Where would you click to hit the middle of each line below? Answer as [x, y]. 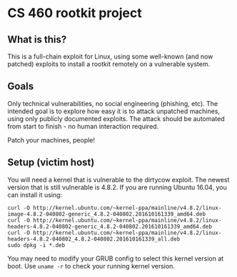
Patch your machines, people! [51, 140]
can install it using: [35, 194]
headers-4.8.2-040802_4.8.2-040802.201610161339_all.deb [94, 239]
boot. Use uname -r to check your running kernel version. [91, 266]
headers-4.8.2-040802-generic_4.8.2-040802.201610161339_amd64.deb [110, 226]
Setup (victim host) [51, 163]
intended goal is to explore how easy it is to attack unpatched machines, [114, 111]
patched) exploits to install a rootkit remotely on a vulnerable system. [109, 64]
